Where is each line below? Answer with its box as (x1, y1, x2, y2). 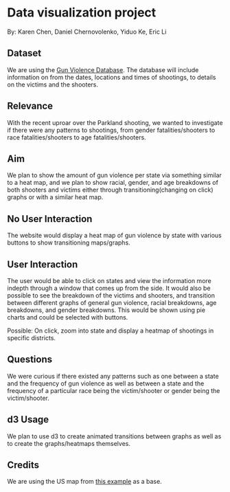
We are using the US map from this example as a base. (7, 478, 163, 486)
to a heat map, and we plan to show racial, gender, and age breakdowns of (7, 179, 218, 187)
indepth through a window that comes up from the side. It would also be (7, 284, 211, 292)
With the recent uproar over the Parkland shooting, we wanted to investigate (7, 118, 223, 126)
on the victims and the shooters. (7, 80, 98, 89)
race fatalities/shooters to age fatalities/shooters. (7, 133, 146, 142)
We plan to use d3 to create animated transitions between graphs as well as (7, 432, 222, 440)
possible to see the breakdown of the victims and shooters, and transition (7, 291, 215, 300)
